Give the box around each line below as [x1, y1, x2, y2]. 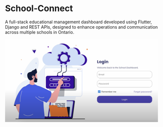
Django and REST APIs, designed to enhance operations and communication [5, 24, 158, 30]
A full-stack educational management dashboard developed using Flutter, [5, 19, 152, 25]
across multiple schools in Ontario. [5, 29, 74, 35]
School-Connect [5, 3, 73, 14]
